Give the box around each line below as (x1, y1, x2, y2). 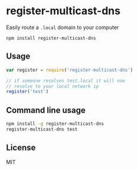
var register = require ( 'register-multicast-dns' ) (6, 67, 133, 73)
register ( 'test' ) (6, 89, 49, 95)
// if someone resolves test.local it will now (6, 78, 126, 84)
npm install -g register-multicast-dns (6, 121, 104, 127)
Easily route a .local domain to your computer (6, 24, 119, 31)
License (6, 143, 36, 153)
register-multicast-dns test (6, 126, 78, 132)
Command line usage (6, 105, 86, 115)
